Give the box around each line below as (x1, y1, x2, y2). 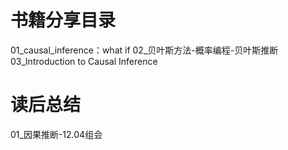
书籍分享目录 (10, 9, 117, 32)
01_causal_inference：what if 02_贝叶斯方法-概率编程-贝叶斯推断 (10, 44, 279, 56)
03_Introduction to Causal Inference (10, 55, 158, 67)
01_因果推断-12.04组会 (10, 128, 103, 140)
